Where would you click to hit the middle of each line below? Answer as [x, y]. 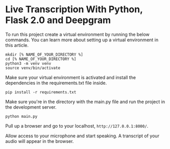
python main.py [21, 116]
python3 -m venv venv [28, 63]
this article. [17, 45]
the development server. [31, 107]
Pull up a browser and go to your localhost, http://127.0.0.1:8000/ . [77, 126]
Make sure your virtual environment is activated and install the [71, 77]
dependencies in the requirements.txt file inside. [56, 83]
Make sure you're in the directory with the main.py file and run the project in [85, 102]
